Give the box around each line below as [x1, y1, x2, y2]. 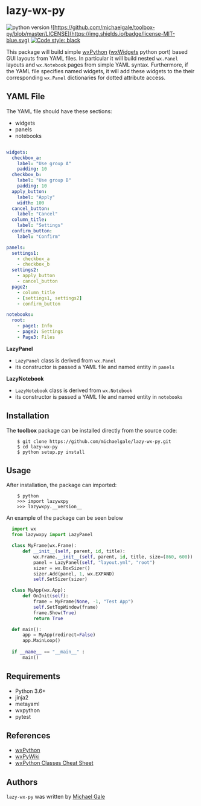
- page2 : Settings [17, 329, 63, 335]
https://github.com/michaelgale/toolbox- [54, 24, 155, 31]
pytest [14, 713, 31, 720]
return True [33, 615, 63, 621]
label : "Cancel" [17, 211, 59, 217]
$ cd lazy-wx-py [17, 444, 59, 450]
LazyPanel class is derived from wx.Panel [14, 356, 116, 364]
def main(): [11, 626, 42, 632]
